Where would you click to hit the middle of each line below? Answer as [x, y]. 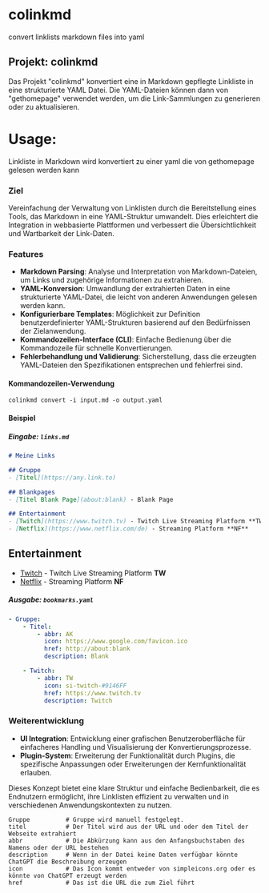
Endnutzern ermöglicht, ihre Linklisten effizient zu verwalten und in [119, 796]
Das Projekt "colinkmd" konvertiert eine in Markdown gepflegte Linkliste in [131, 81]
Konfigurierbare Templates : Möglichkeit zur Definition [110, 314]
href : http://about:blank [87, 649]
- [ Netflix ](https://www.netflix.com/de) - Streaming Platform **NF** [128, 529]
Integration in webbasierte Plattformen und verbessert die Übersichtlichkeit [132, 225]
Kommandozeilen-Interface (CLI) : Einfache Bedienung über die [126, 340]
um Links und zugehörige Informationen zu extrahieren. [112, 280]
